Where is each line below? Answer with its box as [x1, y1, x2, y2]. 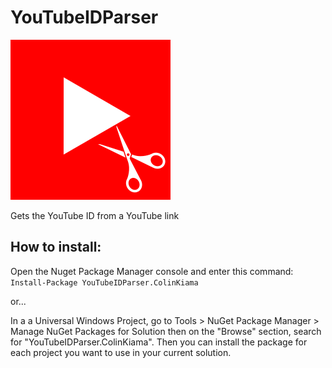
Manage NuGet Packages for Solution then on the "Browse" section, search [10, 325, 322, 337]
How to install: [10, 239, 102, 256]
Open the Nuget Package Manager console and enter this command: [10, 265, 294, 277]
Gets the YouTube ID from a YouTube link [10, 209, 180, 221]
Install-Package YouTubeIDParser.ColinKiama [10, 277, 199, 288]
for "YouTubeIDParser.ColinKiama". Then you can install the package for [10, 336, 308, 348]
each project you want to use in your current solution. [10, 346, 232, 358]
